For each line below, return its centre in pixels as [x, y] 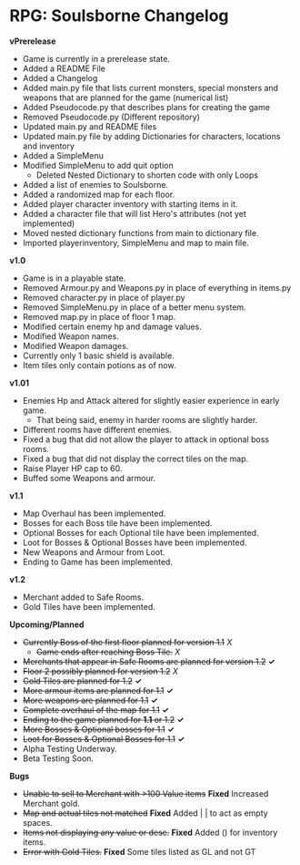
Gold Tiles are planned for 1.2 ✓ [82, 681]
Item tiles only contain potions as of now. [99, 365]
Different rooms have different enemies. [97, 429]
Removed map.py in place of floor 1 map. [99, 316]
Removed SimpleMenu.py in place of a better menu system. [135, 307]
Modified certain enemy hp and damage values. [112, 326]
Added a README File [64, 68]
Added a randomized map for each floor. [99, 194]
